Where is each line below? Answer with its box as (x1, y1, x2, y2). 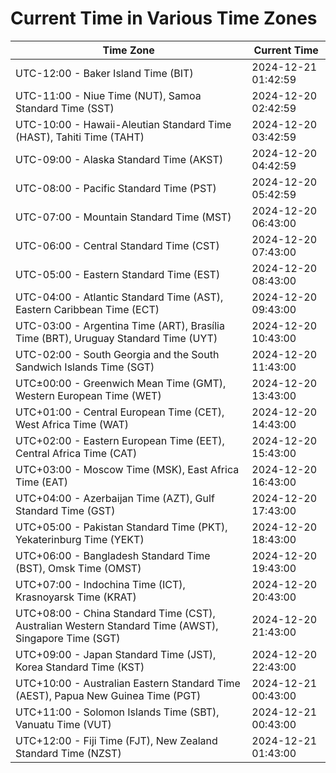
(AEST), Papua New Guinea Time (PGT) (15, 688, 202, 702)
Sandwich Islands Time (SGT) (15, 360, 155, 374)
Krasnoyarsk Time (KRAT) (15, 590, 137, 604)
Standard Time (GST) (15, 503, 116, 517)
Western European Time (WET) (15, 388, 162, 402)
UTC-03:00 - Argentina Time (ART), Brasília (15, 318, 225, 332)
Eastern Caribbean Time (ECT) (15, 302, 160, 316)
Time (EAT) (15, 475, 68, 489)
